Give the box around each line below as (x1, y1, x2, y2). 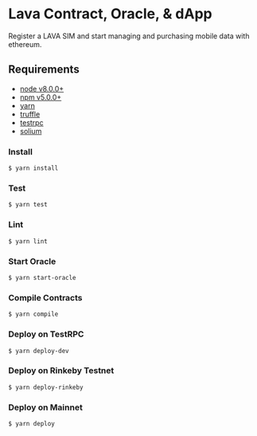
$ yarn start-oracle (8, 273, 77, 281)
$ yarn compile (8, 310, 59, 319)
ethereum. (8, 39, 42, 49)
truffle (19, 109, 41, 119)
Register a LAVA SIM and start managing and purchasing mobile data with (8, 31, 250, 41)
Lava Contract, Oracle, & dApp (8, 5, 212, 23)
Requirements (8, 63, 80, 77)
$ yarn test (8, 201, 48, 209)
